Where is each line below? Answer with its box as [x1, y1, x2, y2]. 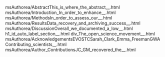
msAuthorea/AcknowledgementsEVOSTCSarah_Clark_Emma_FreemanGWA [5, 36, 160, 42]
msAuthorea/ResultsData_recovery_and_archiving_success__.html [5, 20, 141, 26]
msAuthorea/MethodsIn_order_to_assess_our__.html [5, 15, 112, 20]
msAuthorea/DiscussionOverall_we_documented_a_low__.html [5, 25, 133, 31]
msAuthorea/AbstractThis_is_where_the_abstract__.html [5, 4, 120, 10]
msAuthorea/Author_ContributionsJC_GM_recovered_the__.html [5, 47, 136, 52]
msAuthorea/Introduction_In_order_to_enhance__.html [5, 9, 116, 15]
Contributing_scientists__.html [5, 41, 67, 47]
